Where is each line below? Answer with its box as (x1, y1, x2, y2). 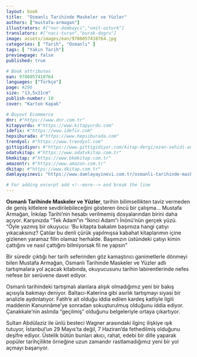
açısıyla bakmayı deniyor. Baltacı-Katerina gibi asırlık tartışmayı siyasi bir (6, 290, 181, 296)
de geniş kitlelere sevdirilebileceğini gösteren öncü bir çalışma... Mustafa (6, 205, 182, 211)
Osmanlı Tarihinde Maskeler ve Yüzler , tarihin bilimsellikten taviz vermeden (6, 198, 191, 205)
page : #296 (6, 84, 33, 91)
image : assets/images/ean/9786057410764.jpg (6, 36, 117, 42)
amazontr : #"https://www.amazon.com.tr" (6, 161, 107, 166)
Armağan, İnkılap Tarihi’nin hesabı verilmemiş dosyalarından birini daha (6, 210, 178, 217)
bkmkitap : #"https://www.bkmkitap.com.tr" (6, 155, 111, 161)
